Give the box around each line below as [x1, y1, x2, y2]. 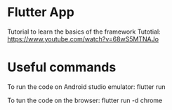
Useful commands [7, 60, 117, 76]
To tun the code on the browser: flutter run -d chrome [7, 96, 163, 104]
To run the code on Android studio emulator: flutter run [7, 82, 166, 91]
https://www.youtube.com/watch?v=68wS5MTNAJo [7, 34, 159, 43]
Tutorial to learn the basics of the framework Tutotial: [7, 27, 161, 36]
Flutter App [7, 4, 75, 20]
